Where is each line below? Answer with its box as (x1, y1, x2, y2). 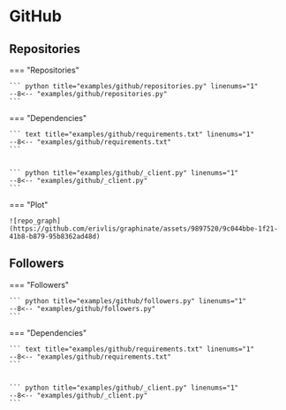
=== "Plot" (9, 200, 49, 209)
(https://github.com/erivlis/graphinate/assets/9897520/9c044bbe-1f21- (9, 224, 278, 233)
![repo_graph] (9, 216, 62, 225)
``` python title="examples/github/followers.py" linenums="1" (9, 296, 247, 306)
